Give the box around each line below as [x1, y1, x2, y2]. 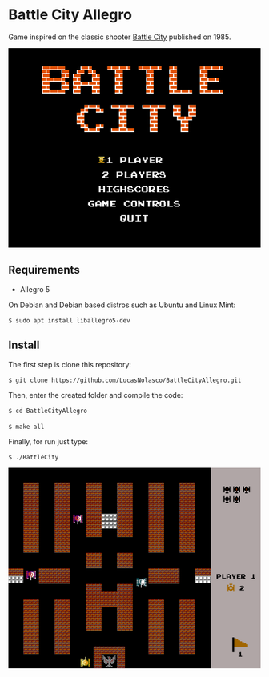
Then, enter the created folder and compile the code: [8, 390, 183, 399]
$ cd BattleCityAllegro [8, 407, 88, 415]
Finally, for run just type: [8, 436, 89, 446]
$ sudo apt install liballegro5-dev [8, 316, 130, 325]
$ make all [8, 423, 45, 431]
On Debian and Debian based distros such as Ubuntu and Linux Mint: [8, 300, 236, 310]
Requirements [8, 263, 80, 277]
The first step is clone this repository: [8, 359, 132, 369]
